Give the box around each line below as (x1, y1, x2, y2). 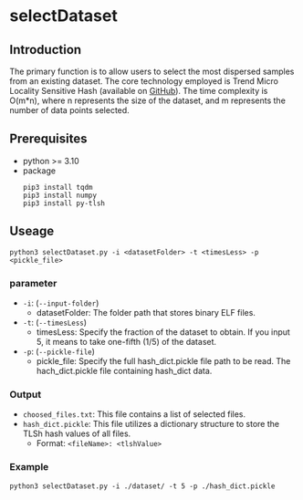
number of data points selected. (9, 105, 130, 115)
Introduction (9, 42, 82, 57)
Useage (9, 224, 55, 239)
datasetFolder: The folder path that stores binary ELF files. (36, 307, 256, 318)
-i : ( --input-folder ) (22, 297, 99, 308)
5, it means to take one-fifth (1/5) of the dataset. (36, 336, 217, 347)
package (22, 165, 57, 176)
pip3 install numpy (22, 191, 98, 200)
